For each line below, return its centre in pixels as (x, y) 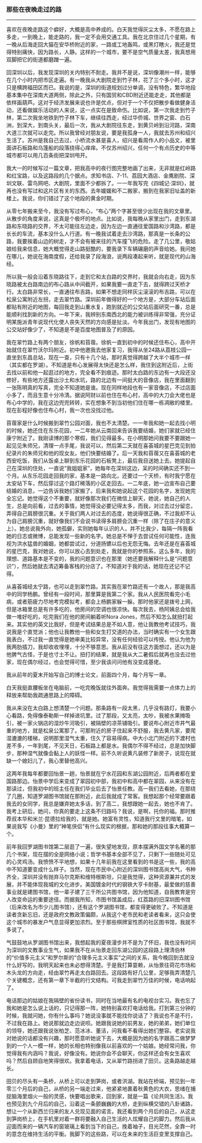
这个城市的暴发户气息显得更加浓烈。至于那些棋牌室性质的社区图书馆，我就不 (101, 922)
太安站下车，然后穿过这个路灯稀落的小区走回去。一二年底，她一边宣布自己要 (101, 483)
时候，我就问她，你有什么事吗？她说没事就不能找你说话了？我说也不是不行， (101, 1016)
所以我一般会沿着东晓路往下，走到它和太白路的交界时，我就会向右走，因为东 (101, 277)
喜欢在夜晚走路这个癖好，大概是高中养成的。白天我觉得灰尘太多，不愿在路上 (101, 30)
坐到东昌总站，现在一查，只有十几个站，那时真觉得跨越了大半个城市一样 (101, 358)
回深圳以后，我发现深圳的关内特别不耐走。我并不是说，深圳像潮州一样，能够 (101, 72)
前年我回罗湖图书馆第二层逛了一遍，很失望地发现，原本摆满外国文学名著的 (98, 847)
